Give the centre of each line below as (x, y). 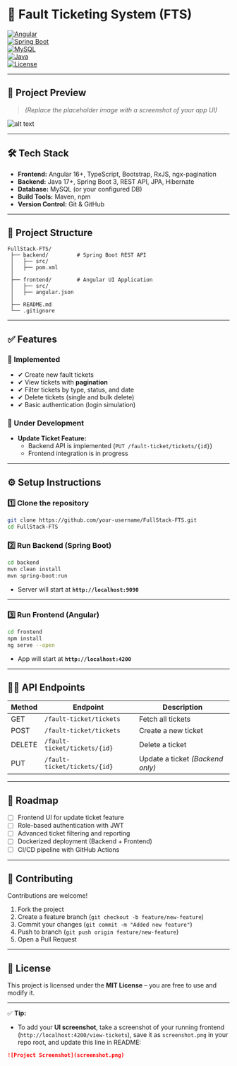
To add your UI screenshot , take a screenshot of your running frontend (121, 1027)
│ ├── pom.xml (34, 268)
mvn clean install (34, 569)
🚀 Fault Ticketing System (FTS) (100, 14)
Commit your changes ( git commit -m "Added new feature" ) (105, 925)
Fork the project (41, 909)
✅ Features (32, 339)
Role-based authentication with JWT (71, 826)
